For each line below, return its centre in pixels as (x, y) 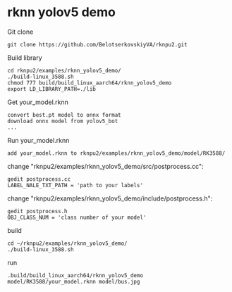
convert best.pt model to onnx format (64, 115)
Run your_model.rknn (38, 140)
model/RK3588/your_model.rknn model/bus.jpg (74, 281)
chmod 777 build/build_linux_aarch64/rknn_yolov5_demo (90, 83)
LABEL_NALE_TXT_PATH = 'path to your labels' (75, 185)
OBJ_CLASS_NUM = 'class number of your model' (77, 217)
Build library (25, 58)
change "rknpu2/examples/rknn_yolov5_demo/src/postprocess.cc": (105, 166)
